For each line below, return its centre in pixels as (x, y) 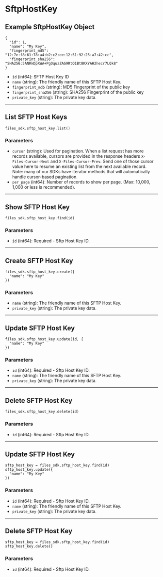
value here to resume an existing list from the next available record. (79, 166)
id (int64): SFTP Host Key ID (41, 77)
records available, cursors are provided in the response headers (76, 156)
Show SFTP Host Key (37, 207)
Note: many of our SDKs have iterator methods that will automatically (81, 172)
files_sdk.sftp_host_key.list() (38, 128)
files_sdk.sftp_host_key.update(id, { (44, 339)
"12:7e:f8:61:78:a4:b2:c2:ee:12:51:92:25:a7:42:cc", (59, 55)
